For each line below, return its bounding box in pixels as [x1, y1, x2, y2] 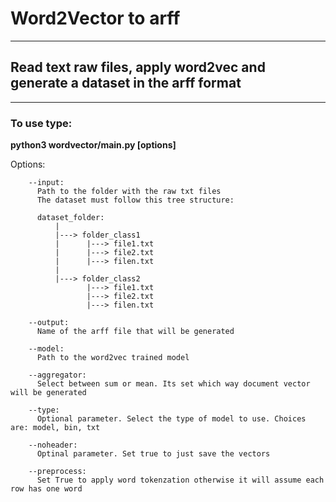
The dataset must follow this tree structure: [36, 195, 235, 206]
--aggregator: [28, 370, 87, 381]
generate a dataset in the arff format [10, 75, 242, 92]
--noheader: [28, 440, 78, 451]
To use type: [10, 116, 73, 130]
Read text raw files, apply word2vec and [10, 59, 266, 76]
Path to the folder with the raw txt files [36, 187, 222, 197]
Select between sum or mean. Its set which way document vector [36, 379, 311, 389]
